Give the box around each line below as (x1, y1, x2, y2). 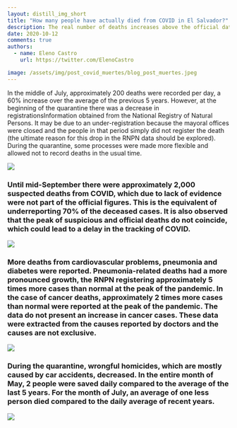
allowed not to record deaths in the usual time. (7, 149, 142, 157)
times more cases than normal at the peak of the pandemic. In (7, 284, 224, 294)
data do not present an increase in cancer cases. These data (7, 310, 219, 320)
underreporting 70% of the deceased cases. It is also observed (7, 206, 228, 216)
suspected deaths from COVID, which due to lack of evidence (7, 188, 222, 198)
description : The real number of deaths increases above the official (7, 23, 219, 30)
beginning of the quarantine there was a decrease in (7, 103, 160, 112)
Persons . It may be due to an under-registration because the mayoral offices (7, 118, 229, 127)
